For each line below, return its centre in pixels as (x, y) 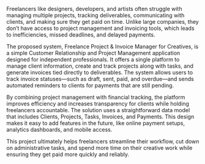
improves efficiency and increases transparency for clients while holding (98, 104)
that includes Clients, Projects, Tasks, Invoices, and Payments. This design (100, 116)
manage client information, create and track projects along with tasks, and (100, 66)
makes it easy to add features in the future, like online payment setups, (96, 123)
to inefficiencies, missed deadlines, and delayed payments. (81, 35)
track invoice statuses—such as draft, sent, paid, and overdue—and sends (100, 79)
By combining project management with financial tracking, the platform (96, 97)
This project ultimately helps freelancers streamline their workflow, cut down (103, 141)
